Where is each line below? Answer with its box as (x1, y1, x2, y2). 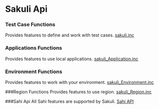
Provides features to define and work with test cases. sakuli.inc (5, 32, 135, 38)
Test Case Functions (5, 21, 55, 28)
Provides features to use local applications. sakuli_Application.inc (5, 56, 139, 62)
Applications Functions (5, 44, 62, 51)
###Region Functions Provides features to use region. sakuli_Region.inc (5, 89, 152, 95)
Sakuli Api (5, 3, 48, 15)
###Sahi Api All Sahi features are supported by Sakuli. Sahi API (5, 99, 134, 105)
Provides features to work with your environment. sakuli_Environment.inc (5, 79, 155, 85)
